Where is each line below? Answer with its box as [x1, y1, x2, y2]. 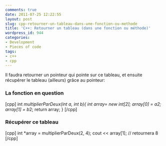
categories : [5, 35, 30, 40]
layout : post [5, 16, 32, 21]
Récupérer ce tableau [5, 119, 58, 126]
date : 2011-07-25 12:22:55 [5, 12, 61, 17]
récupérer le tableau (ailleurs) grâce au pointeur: [5, 77, 105, 83]
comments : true [5, 7, 37, 12]
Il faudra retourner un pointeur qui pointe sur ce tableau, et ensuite [5, 72, 142, 78]
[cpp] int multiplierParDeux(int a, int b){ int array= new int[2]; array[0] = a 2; [5, 101, 161, 107]
